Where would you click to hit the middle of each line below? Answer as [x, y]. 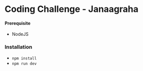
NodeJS [20, 34]
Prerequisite [18, 23]
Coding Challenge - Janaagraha [71, 9]
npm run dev [24, 64]
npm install [24, 58]
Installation [19, 47]
